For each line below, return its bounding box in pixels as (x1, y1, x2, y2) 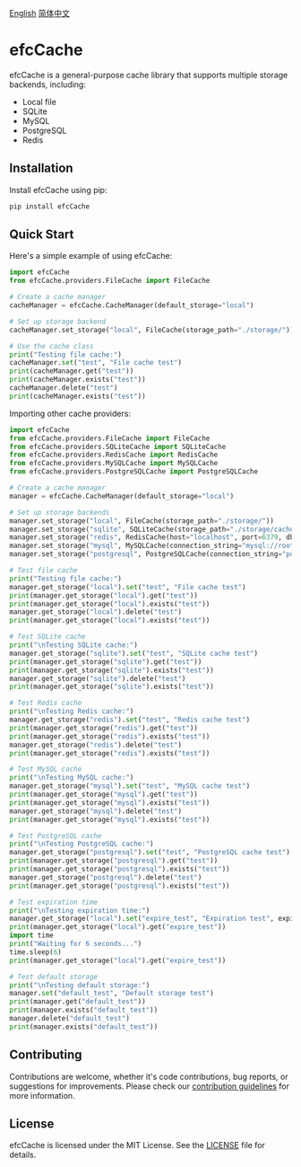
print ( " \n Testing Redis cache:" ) (9, 707, 134, 716)
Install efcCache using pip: (9, 184, 107, 195)
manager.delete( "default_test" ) (9, 1014, 130, 1023)
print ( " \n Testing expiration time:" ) (9, 906, 150, 915)
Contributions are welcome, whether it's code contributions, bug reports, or (9, 1071, 288, 1082)
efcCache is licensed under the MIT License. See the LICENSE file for (9, 1140, 266, 1151)
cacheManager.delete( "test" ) (9, 384, 118, 393)
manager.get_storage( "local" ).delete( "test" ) (9, 607, 182, 617)
